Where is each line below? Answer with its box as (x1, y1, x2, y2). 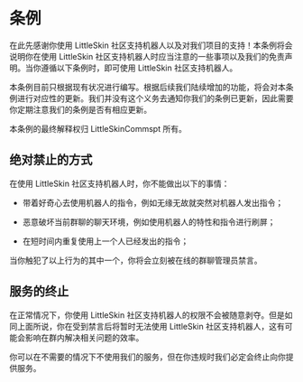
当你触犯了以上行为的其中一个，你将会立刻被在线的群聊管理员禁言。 (9, 255, 262, 266)
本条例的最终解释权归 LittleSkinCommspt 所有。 (9, 123, 187, 134)
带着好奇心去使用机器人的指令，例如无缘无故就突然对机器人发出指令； (22, 197, 284, 208)
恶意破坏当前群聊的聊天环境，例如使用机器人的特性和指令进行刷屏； (22, 216, 276, 227)
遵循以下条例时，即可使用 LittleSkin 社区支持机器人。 (40, 62, 238, 73)
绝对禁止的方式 (9, 153, 93, 168)
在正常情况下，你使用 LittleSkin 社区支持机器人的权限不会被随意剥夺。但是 (9, 309, 286, 321)
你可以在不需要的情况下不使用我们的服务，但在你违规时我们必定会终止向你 (9, 351, 286, 362)
